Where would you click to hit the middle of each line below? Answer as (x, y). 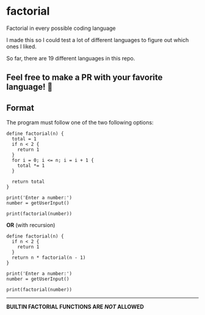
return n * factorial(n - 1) (49, 258)
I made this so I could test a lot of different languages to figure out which (98, 40)
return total (28, 182)
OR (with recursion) (31, 225)
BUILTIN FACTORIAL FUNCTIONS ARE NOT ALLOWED (75, 307)
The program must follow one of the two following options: (80, 123)
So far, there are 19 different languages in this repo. (71, 58)
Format (20, 108)
